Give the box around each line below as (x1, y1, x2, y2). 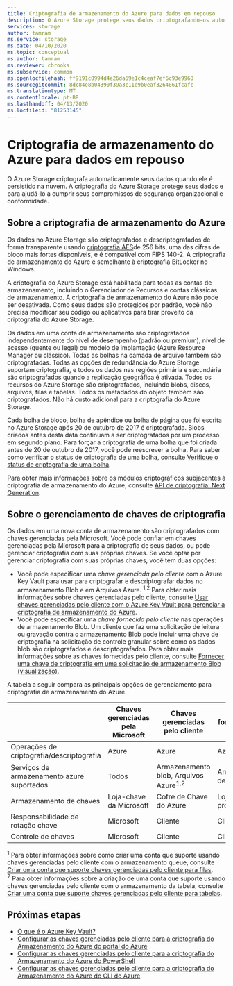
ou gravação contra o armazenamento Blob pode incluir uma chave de (17, 630, 219, 638)
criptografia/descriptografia (10, 751, 101, 760)
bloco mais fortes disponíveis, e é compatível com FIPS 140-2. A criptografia (7, 250, 226, 258)
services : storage (7, 23, 60, 30)
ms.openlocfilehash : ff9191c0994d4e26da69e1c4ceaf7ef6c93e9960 (7, 74, 194, 82)
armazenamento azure (10, 771, 85, 781)
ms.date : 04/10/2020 (7, 42, 67, 49)
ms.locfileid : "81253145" (7, 107, 82, 114)
